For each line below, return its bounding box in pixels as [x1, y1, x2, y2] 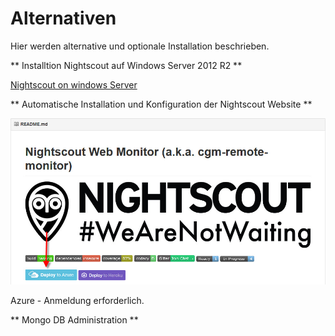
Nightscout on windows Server [10, 78, 138, 91]
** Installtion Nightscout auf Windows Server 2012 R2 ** [10, 59, 243, 71]
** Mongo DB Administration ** [10, 313, 139, 326]
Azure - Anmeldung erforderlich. [10, 294, 145, 306]
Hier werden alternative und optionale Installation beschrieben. [10, 40, 270, 52]
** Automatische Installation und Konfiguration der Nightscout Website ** [10, 98, 313, 110]
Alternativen [10, 7, 117, 30]
